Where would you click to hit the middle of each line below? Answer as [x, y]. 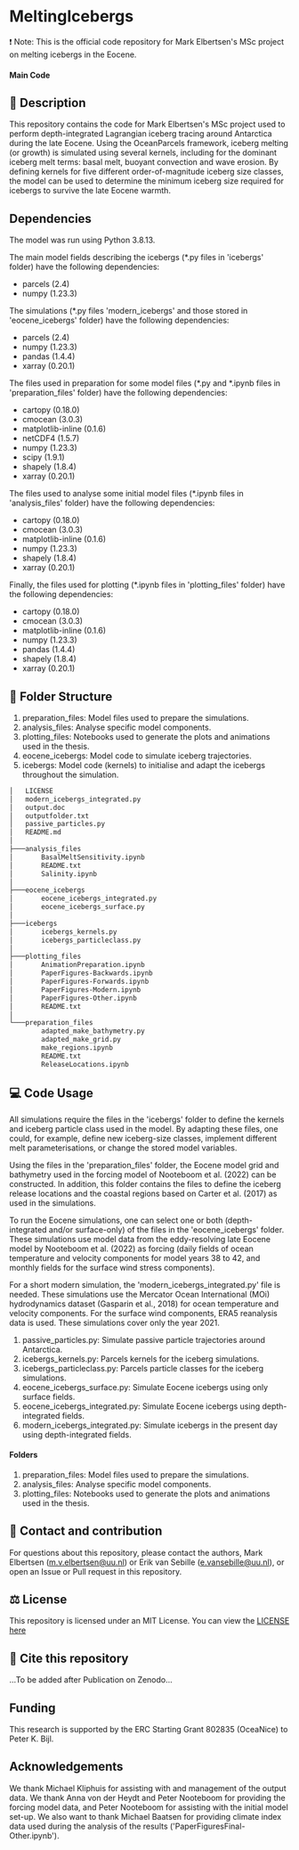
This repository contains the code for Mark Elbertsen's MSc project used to [147, 124]
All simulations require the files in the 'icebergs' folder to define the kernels [147, 1119]
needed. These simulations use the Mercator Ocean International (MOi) [140, 1294]
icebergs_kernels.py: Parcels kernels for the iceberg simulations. [141, 1359]
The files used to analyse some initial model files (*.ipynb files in [127, 494]
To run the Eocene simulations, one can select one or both [116, 1220]
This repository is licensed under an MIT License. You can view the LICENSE [149, 1621]
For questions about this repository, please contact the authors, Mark [136, 1552]
